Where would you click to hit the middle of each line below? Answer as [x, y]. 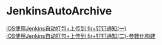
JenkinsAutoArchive [59, 11]
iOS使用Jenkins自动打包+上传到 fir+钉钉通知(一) [66, 28]
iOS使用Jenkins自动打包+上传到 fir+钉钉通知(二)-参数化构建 [81, 36]
